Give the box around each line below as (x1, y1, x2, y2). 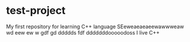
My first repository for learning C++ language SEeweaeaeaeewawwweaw (6, 23, 184, 30)
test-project (6, 4, 66, 17)
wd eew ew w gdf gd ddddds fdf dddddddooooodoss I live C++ (6, 29, 160, 36)
